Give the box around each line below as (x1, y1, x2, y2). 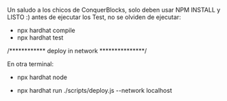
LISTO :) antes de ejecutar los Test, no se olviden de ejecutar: (7, 13, 182, 21)
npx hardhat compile (16, 27, 75, 34)
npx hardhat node (16, 73, 67, 81)
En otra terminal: (7, 60, 53, 68)
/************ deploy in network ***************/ (7, 47, 147, 55)
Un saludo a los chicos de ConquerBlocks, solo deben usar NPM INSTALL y (7, 6, 221, 14)
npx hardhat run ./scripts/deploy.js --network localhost (16, 87, 173, 94)
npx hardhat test (16, 33, 64, 42)
